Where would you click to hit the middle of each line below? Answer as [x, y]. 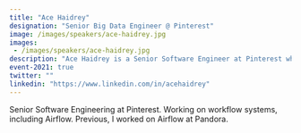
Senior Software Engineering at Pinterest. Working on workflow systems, [143, 109]
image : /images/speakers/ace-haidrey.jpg [88, 34]
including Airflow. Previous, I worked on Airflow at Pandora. [119, 119]
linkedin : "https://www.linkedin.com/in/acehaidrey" [110, 84]
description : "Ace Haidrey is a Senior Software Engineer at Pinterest [146, 59]
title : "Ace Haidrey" [50, 17]
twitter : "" [31, 76]
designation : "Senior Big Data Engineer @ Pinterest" [112, 26]
